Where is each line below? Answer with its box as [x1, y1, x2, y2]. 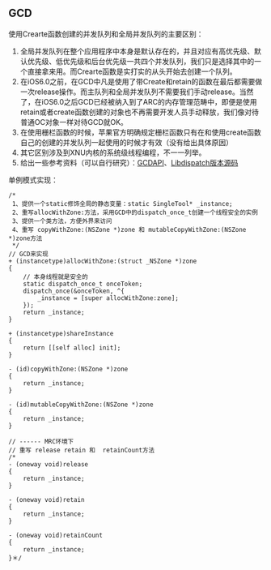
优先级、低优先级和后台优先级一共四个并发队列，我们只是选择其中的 [27, 56, 255, 66]
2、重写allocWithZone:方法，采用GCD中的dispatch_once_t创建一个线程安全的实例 [11, 208, 259, 216]
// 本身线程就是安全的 [23, 272, 89, 281]
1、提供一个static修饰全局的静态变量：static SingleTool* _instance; [11, 199, 233, 208]
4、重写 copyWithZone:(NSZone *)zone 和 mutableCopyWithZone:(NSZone [11, 225, 247, 234]
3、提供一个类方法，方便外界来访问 [11, 216, 112, 225]
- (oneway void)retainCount [8, 531, 104, 539]
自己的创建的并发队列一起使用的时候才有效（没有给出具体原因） [19, 137, 233, 147]
